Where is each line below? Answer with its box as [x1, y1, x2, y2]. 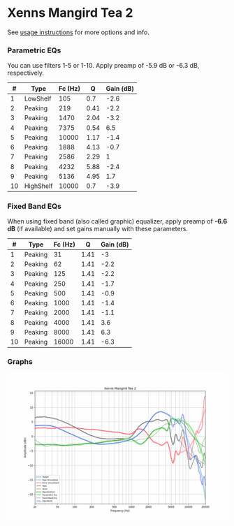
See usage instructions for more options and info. [7, 28, 150, 36]
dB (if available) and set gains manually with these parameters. [7, 225, 189, 233]
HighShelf [24, 182, 53, 190]
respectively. [7, 68, 44, 78]
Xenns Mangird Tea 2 [7, 5, 133, 21]
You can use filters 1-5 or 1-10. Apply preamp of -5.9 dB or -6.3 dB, [7, 61, 200, 70]
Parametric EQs [7, 45, 61, 55]
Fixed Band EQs [7, 201, 61, 211]
